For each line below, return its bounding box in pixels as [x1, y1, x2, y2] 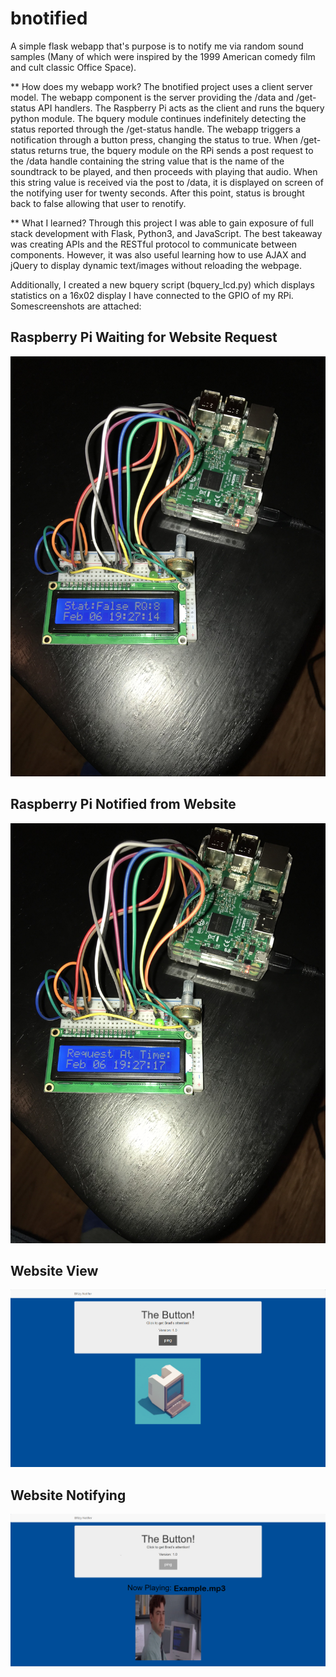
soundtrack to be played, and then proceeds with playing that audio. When [10, 165, 318, 177]
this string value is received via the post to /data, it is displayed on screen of [10, 176, 324, 188]
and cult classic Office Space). [10, 61, 137, 73]
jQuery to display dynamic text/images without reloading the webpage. [10, 259, 302, 271]
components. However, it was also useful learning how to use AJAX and [10, 248, 307, 261]
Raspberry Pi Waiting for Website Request [10, 329, 278, 346]
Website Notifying [10, 1487, 127, 1504]
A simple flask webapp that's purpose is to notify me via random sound [10, 40, 304, 52]
